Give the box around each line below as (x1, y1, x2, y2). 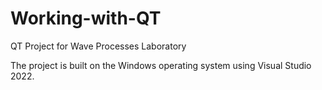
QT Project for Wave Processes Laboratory (10, 40, 187, 52)
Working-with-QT (10, 7, 162, 30)
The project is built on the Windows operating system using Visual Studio (10, 59, 312, 71)
